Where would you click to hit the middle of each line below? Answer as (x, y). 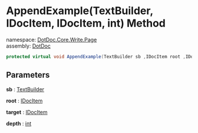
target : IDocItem (27, 112)
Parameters (28, 75)
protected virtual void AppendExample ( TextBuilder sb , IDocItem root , (96, 56)
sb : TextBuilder (25, 89)
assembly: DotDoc (29, 46)
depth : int (19, 123)
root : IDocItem (24, 101)
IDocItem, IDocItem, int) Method (86, 23)
